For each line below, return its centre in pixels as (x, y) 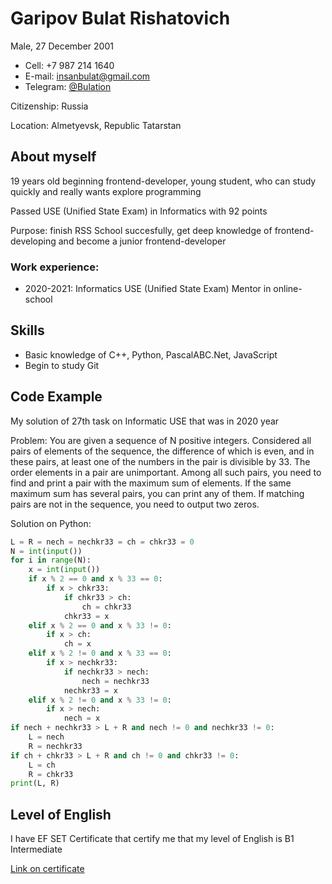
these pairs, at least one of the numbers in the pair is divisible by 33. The (160, 461)
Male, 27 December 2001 (62, 46)
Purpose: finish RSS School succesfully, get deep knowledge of (141, 230)
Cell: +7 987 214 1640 (69, 65)
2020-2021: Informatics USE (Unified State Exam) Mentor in (148, 289)
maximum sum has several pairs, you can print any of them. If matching (157, 493)
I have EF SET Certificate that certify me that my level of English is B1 (152, 839)
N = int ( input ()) (46, 551)
